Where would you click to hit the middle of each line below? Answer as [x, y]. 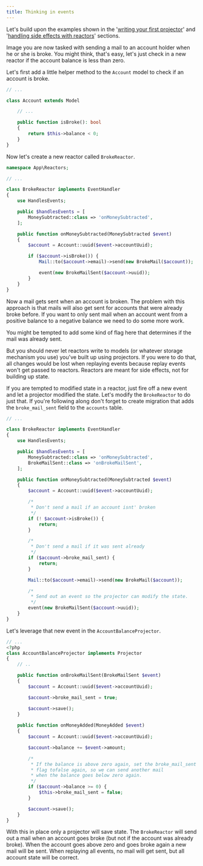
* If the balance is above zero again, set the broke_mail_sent [114, 764]
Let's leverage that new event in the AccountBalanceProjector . [84, 631]
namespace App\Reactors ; [38, 167]
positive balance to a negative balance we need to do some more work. [95, 321]
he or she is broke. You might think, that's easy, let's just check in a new [96, 54]
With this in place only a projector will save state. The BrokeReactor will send [101, 832]
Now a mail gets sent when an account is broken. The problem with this [95, 301]
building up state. [28, 376]
